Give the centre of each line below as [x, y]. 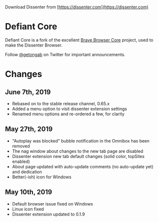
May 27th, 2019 [29, 129]
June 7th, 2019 [28, 92]
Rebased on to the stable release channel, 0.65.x [61, 103]
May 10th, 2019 [29, 192]
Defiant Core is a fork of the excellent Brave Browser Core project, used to [79, 40]
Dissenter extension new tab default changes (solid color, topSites [78, 156]
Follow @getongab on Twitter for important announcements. [65, 54]
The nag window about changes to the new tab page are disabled [78, 151]
